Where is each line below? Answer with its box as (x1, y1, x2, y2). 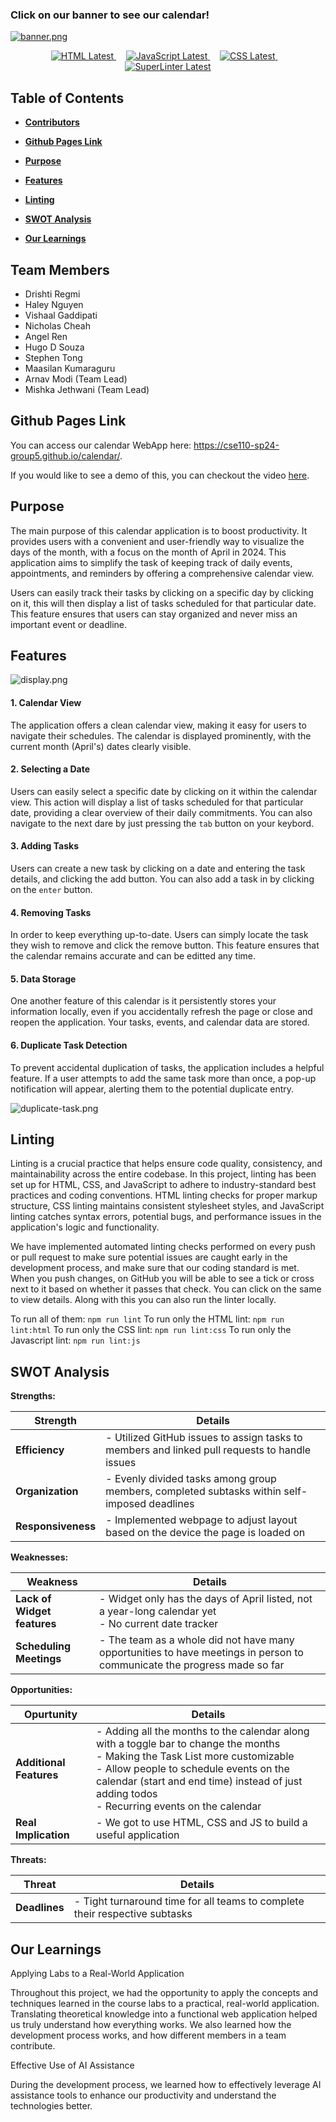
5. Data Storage (10, 973, 77, 985)
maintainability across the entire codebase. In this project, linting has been (10, 1168, 317, 1180)
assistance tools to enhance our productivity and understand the (10, 2089, 277, 2102)
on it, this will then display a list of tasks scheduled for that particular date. (10, 597, 317, 609)
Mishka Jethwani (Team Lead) (24, 383, 150, 395)
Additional (15, 1756, 66, 1770)
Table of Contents (10, 89, 125, 107)
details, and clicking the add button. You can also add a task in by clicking (10, 873, 315, 885)
